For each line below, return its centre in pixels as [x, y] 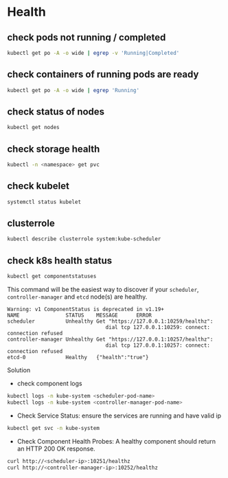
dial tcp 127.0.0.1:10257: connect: [158, 345]
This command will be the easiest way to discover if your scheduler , [103, 289]
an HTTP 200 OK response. [56, 448]
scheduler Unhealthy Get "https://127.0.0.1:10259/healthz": [110, 321]
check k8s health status [60, 261]
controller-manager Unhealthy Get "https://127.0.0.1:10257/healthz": [110, 339]
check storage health [54, 149]
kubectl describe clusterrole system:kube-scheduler [84, 239]
